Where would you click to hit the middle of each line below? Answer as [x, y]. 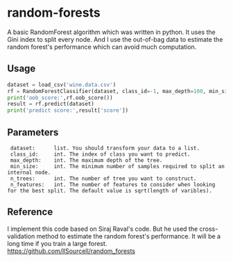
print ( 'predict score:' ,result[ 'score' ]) [68, 110]
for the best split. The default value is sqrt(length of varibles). [110, 190]
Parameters [33, 132]
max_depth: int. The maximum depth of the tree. [86, 160]
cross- [209, 229]
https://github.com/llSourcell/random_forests [71, 251]
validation [21, 236]
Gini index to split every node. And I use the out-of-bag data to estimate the [115, 39]
